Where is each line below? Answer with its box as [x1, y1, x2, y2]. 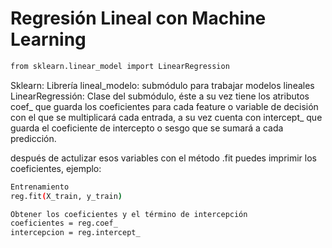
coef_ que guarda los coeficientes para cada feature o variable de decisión [10, 100, 319, 112]
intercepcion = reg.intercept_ [10, 228, 141, 238]
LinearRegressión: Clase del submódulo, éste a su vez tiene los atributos [10, 90, 310, 102]
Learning [10, 28, 87, 51]
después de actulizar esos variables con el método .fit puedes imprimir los [10, 152, 317, 164]
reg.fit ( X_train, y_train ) [10, 191, 123, 201]
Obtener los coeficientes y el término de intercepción [10, 209, 248, 219]
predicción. [10, 132, 57, 144]
